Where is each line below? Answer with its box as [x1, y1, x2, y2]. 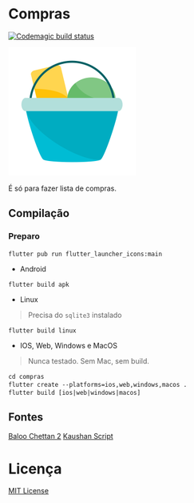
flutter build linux [8, 326, 77, 335]
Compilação [8, 207, 70, 220]
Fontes [8, 410, 44, 425]
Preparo [8, 231, 40, 242]
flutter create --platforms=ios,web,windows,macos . [8, 380, 188, 388]
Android [19, 264, 46, 273]
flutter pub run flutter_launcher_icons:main [8, 250, 162, 258]
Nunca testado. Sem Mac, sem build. [27, 356, 150, 365]
